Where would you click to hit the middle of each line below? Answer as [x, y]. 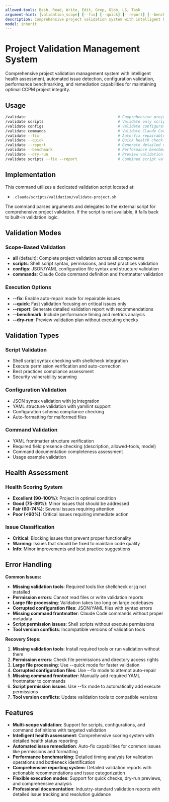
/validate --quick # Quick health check [84, 140]
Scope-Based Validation [35, 247]
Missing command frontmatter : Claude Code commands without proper [88, 613]
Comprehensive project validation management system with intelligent [78, 74]
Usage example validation [39, 457]
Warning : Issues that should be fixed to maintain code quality [76, 543]
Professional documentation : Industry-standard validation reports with [86, 789]
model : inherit [21, 24]
